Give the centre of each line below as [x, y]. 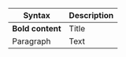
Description [91, 15]
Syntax [37, 15]
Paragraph [31, 41]
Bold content [37, 28]
